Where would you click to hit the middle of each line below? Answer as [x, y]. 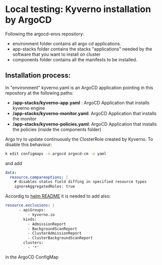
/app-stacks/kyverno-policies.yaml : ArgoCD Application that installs [85, 124]
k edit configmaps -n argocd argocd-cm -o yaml [56, 154]
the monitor [24, 119]
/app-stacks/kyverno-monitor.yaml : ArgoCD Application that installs [85, 113]
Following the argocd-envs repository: [45, 34]
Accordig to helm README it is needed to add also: [58, 196]
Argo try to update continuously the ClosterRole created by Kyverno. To [79, 139]
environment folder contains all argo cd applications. [67, 43]
